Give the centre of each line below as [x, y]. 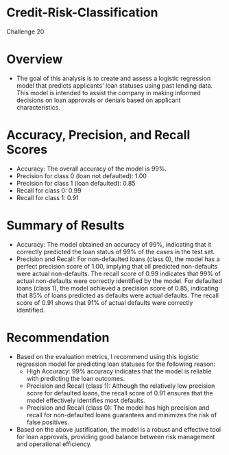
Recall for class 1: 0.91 [48, 197]
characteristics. [38, 107]
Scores [27, 150]
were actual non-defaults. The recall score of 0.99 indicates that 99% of [118, 273]
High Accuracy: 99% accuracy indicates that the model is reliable [119, 371]
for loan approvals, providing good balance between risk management [116, 436]
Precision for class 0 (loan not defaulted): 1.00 [81, 175]
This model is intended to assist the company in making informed [108, 93]
